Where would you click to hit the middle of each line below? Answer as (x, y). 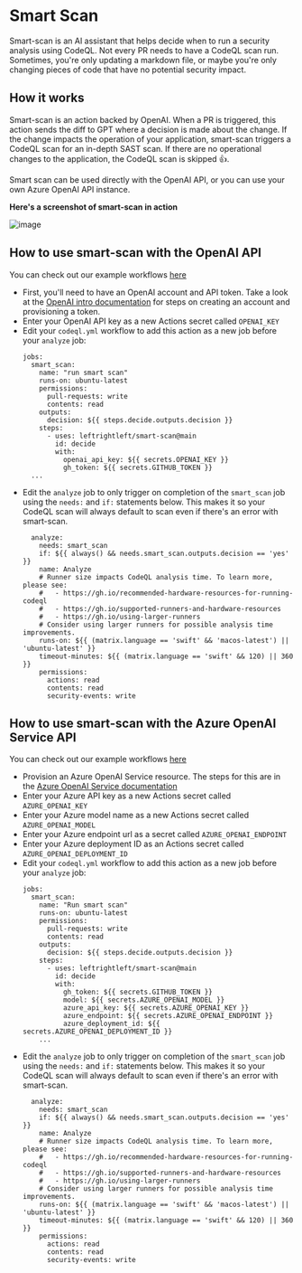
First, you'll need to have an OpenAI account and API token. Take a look (155, 292)
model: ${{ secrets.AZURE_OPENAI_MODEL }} (144, 1000)
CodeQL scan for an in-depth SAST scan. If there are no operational (136, 148)
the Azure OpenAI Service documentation (100, 787)
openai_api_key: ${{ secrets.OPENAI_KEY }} (146, 459)
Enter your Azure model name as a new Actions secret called (136, 816)
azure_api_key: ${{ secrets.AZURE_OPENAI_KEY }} (156, 1008)
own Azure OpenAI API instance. (70, 189)
